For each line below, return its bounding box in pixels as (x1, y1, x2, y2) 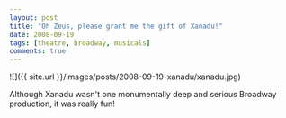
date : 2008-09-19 (9, 30, 75, 39)
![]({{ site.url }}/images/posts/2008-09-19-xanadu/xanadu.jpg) (9, 71, 241, 82)
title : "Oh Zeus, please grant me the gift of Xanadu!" (9, 22, 223, 31)
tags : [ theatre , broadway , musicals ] (9, 38, 151, 48)
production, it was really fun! (9, 98, 115, 109)
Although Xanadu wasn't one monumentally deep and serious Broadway (9, 89, 277, 100)
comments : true (9, 47, 67, 56)
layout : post (9, 13, 58, 23)
